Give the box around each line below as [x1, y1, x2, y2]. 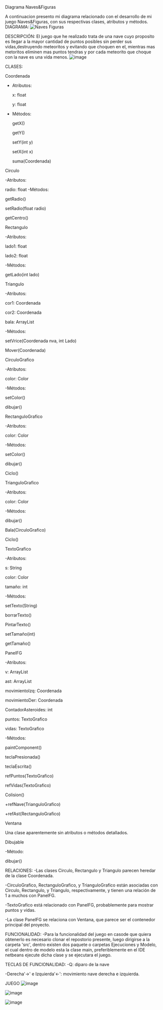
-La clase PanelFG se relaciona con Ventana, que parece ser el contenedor [5, 917, 156, 922]
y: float [12, 102, 27, 107]
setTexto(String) [5, 603, 37, 608]
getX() [12, 121, 25, 126]
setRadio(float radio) [5, 206, 46, 211]
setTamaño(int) [5, 631, 36, 637]
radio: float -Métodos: [5, 186, 49, 192]
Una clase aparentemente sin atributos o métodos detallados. [5, 830, 128, 835]
